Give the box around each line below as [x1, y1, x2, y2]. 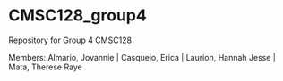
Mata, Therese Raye [8, 61, 82, 72]
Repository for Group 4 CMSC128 [8, 35, 132, 45]
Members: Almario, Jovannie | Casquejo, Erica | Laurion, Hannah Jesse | [8, 52, 277, 62]
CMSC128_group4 [8, 5, 147, 26]
